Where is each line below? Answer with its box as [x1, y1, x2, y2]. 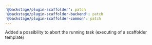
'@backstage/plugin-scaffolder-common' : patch [5, 16, 101, 21]
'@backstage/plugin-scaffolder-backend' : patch [5, 12, 104, 16]
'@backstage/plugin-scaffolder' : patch [5, 7, 86, 12]
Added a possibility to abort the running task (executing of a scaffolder [5, 30, 147, 35]
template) [5, 34, 24, 40]
